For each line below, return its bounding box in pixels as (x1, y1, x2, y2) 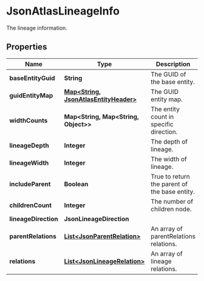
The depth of (151, 137, 188, 146)
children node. (151, 205, 192, 213)
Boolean (64, 180, 89, 188)
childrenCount (9, 201, 52, 210)
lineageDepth (9, 141, 50, 150)
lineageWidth (9, 159, 49, 167)
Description (155, 59, 191, 68)
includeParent (9, 180, 51, 188)
